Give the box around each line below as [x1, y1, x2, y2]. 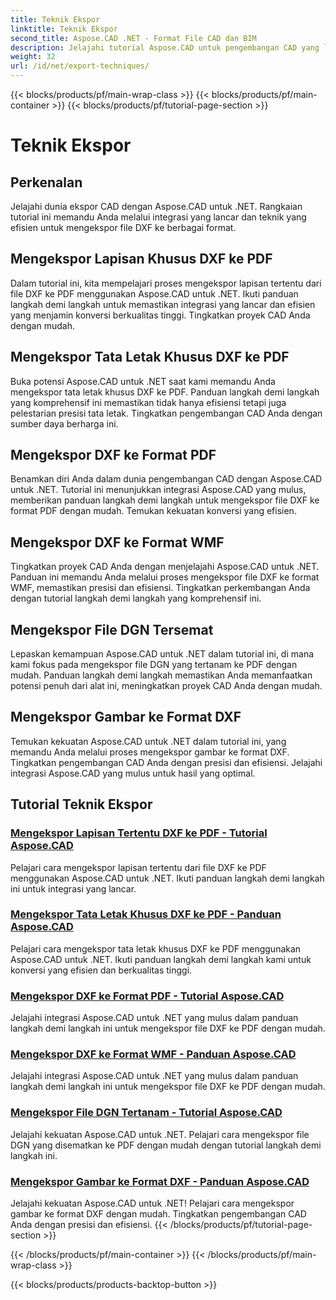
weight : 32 [10, 52, 56, 62]
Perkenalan [10, 174, 83, 191]
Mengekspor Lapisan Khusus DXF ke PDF [10, 251, 273, 268]
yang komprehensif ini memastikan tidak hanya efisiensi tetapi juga [10, 396, 287, 408]
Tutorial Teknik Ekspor [10, 796, 153, 813]
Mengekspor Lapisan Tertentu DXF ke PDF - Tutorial [10, 826, 268, 840]
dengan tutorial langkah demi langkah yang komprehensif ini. [10, 592, 262, 605]
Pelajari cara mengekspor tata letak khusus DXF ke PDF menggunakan [10, 942, 302, 955]
